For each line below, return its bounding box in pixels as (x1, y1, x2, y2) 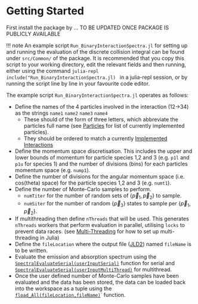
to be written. (14, 247, 48, 254)
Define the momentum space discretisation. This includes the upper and (14, 148, 193, 155)
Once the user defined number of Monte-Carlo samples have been (14, 272, 179, 280)
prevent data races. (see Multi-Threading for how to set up (14, 228, 159, 235)
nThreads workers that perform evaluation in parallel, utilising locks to (14, 222, 185, 229)
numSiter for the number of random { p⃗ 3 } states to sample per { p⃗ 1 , (23, 199, 191, 208)
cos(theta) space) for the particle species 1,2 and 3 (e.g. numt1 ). (14, 179, 172, 186)
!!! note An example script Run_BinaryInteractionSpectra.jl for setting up (6, 42, 188, 49)
